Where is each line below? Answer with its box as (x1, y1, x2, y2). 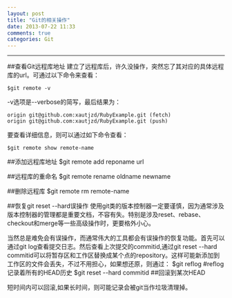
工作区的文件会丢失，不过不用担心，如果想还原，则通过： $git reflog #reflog (7, 260, 224, 268)
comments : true (7, 29, 51, 37)
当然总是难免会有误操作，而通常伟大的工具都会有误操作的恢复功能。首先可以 (7, 234, 225, 243)
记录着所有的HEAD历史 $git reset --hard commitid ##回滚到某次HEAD (7, 268, 206, 277)
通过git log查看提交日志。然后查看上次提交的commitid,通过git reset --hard (7, 243, 217, 251)
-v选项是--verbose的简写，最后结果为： (7, 98, 121, 106)
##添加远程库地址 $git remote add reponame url (7, 157, 144, 166)
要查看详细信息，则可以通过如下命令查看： (7, 131, 128, 139)
